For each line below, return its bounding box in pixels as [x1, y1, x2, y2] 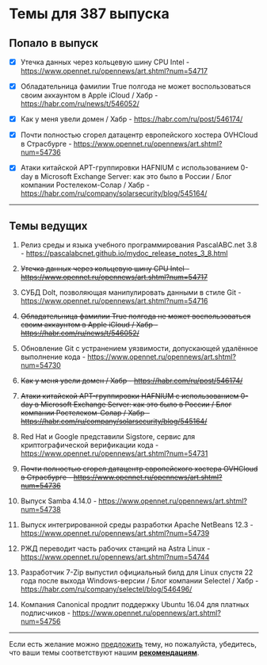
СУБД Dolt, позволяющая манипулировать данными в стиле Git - [20, 288, 242, 297]
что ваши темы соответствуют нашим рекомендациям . [9, 648, 200, 658]
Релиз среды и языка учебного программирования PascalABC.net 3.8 [20, 240, 257, 250]
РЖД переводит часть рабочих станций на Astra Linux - [20, 544, 211, 553]
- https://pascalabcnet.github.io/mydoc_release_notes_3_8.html [20, 249, 228, 258]
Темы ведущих [9, 219, 88, 232]
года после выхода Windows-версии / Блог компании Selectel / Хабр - [20, 576, 259, 586]
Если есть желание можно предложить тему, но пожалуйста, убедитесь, [9, 640, 257, 649]
